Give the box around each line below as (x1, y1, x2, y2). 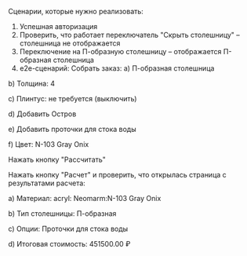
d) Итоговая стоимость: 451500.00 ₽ (8, 240, 131, 248)
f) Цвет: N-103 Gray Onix (8, 140, 89, 148)
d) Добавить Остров (8, 109, 77, 119)
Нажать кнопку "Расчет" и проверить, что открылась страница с (8, 170, 227, 179)
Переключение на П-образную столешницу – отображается (19, 47, 222, 56)
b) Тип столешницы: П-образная (8, 209, 117, 218)
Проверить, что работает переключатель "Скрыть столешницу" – (19, 31, 241, 39)
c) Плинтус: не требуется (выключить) (8, 94, 137, 103)
